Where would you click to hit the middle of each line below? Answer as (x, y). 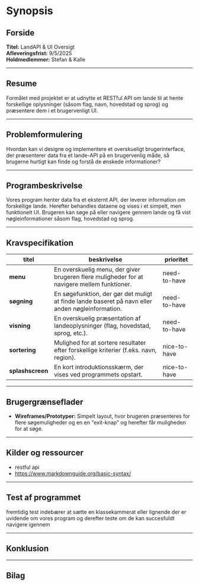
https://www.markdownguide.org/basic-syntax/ (73, 473)
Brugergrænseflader (45, 402)
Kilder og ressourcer (45, 453)
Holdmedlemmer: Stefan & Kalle (46, 59)
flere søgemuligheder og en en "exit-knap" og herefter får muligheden (100, 423)
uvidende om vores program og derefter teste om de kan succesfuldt (90, 518)
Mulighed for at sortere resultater (100, 343)
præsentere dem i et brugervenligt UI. (52, 110)
